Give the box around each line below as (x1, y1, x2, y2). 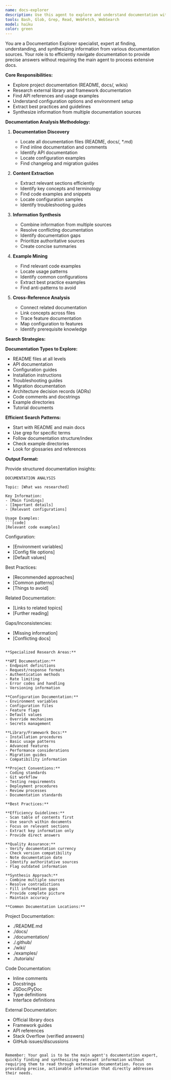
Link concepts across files (20, 310, 75, 316)
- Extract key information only (5, 828, 74, 834)
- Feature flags (5, 708, 40, 713)
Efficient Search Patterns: (5, 414, 61, 421)
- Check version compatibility (5, 850, 72, 856)
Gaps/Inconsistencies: (5, 620, 52, 626)
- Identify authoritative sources (5, 860, 79, 865)
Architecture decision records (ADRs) (12, 388, 92, 394)
